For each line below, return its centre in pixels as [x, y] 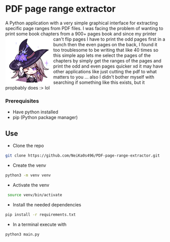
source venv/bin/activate [35, 195]
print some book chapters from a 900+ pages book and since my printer [81, 34]
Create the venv [29, 165]
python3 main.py [22, 234]
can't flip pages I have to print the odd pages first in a [109, 39]
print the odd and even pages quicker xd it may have [108, 66]
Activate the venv [31, 185]
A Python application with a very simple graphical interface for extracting [82, 23]
